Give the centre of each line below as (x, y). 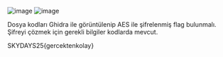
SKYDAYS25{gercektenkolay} (51, 45)
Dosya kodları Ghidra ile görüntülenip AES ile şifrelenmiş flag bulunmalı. (112, 24)
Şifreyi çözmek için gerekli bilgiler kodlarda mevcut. (83, 32)
